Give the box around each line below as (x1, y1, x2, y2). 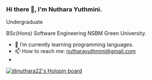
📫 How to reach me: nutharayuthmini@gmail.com (14, 48, 136, 55)
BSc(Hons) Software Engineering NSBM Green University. (6, 30, 147, 37)
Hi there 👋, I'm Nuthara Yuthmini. (6, 5, 103, 13)
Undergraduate (6, 19, 43, 26)
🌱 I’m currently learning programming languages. (14, 41, 134, 48)
